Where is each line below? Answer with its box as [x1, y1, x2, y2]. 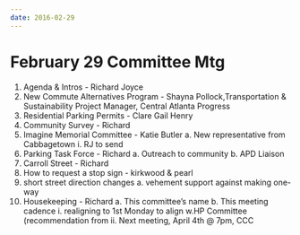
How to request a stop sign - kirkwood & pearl [22, 167, 193, 178]
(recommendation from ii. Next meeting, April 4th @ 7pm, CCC [22, 214, 254, 225]
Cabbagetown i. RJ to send [22, 138, 124, 149]
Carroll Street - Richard [22, 158, 109, 169]
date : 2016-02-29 [10, 13, 75, 22]
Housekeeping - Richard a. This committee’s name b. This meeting [22, 196, 269, 206]
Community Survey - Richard [22, 119, 131, 130]
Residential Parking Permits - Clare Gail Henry [22, 109, 193, 121]
